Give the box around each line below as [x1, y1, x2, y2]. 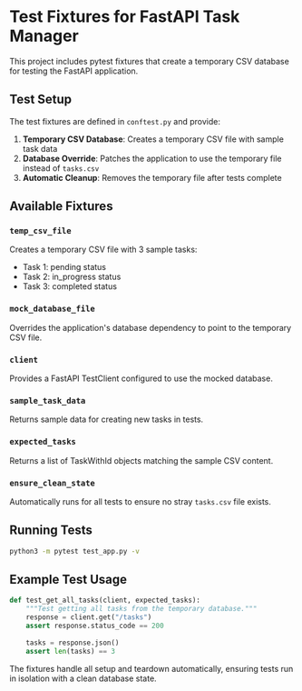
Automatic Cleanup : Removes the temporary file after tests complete [22, 172, 283, 183]
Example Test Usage [9, 572, 128, 587]
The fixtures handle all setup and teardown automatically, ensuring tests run [9, 663, 294, 674]
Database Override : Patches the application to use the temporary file [22, 153, 282, 164]
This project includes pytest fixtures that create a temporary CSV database [9, 55, 290, 66]
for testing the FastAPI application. [9, 65, 139, 76]
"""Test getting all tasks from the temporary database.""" [25, 605, 258, 614]
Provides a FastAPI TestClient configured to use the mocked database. [9, 373, 274, 384]
